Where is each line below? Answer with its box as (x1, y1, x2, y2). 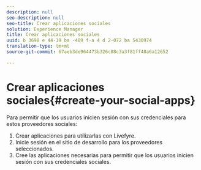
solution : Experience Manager (6, 26, 84, 32)
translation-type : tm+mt (6, 43, 70, 50)
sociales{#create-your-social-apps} (6, 93, 196, 107)
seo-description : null (6, 15, 64, 21)
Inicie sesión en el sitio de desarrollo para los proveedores (15, 138, 163, 146)
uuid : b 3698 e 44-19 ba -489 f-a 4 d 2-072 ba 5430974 (6, 37, 152, 43)
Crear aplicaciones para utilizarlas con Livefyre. (15, 132, 136, 139)
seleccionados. (15, 145, 54, 152)
